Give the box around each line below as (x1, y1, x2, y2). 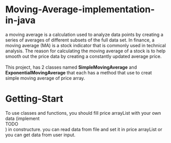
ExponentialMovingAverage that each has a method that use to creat (5, 69, 152, 75)
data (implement (5, 115, 40, 121)
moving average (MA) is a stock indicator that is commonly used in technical (5, 42, 166, 48)
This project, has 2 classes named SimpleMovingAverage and (5, 64, 137, 70)
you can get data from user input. (5, 132, 76, 138)
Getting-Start (5, 93, 63, 105)
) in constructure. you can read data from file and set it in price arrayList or (5, 126, 162, 132)
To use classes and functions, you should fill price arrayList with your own (5, 110, 161, 116)
